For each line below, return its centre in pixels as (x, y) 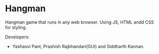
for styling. (16, 27)
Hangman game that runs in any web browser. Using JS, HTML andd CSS (79, 22)
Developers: (17, 37)
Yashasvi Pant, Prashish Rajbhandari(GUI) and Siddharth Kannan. (78, 46)
